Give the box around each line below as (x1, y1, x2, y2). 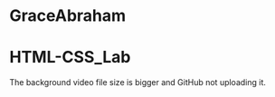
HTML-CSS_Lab (9, 47, 131, 68)
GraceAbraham (9, 5, 127, 26)
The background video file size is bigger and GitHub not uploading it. (9, 77, 267, 88)
